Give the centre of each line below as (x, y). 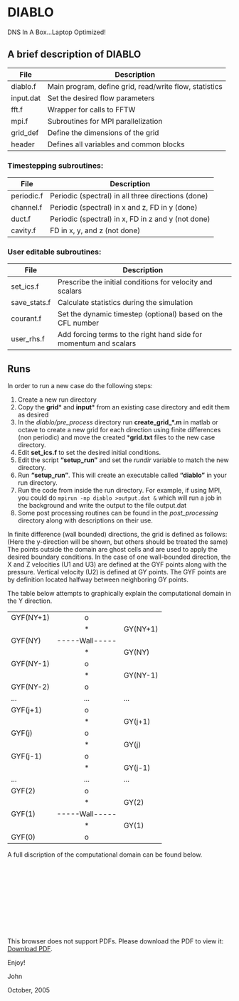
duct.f (21, 219)
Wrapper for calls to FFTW (91, 109)
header (23, 144)
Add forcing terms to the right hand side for (130, 335)
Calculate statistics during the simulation (125, 303)
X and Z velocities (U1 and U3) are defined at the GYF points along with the (117, 564)
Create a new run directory (57, 400)
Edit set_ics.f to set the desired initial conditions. (89, 453)
